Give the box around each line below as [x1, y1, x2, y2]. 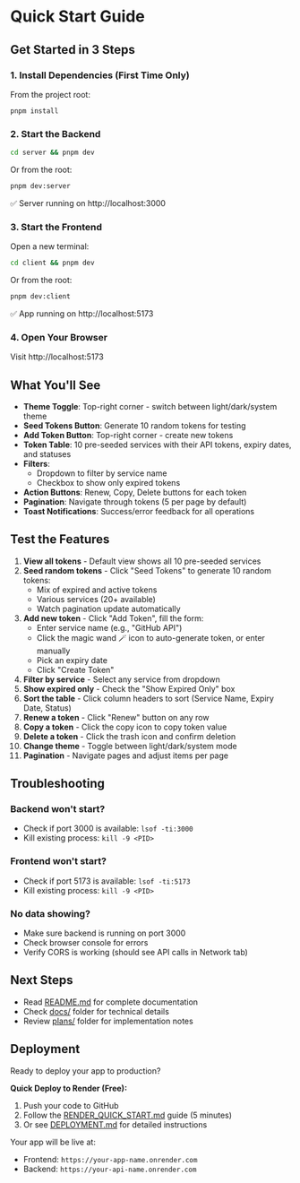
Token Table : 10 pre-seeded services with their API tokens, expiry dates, [22, 439, 292, 450]
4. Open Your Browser [10, 331, 108, 343]
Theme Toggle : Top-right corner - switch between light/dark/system [22, 401, 278, 411]
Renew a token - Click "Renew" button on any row [22, 712, 210, 722]
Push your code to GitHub [22, 1100, 119, 1110]
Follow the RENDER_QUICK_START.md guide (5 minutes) [22, 1110, 232, 1120]
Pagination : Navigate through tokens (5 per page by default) [22, 496, 247, 507]
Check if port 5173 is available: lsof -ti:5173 [22, 876, 191, 886]
